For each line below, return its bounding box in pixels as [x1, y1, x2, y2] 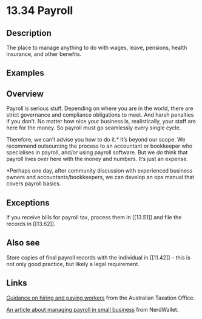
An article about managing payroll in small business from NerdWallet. [6, 306, 179, 313]
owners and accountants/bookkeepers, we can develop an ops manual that [6, 174, 195, 181]
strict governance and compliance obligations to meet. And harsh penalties [6, 111, 194, 118]
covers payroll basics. [6, 180, 61, 187]
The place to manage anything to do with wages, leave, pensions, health [6, 44, 187, 51]
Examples [6, 68, 44, 78]
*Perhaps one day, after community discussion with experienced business [6, 167, 193, 174]
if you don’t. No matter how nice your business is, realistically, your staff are [6, 118, 196, 125]
